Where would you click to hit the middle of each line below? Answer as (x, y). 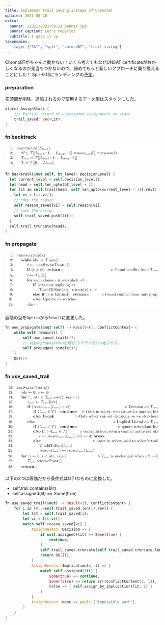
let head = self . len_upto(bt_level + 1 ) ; (53, 184)
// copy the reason (34, 200)
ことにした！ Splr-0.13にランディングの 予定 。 (51, 74)
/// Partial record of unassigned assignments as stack (72, 114)
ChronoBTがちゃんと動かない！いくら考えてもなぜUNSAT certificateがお (78, 62)
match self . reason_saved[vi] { (55, 524)
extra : (12, 21)
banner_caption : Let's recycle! (43, 31)
